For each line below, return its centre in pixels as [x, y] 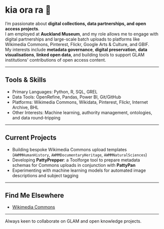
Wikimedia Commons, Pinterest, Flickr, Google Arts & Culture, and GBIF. [77, 44]
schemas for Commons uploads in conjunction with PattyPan [74, 165]
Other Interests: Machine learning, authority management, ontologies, [82, 113]
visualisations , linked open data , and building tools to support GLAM [75, 55]
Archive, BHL [25, 107]
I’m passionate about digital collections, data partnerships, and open [76, 23]
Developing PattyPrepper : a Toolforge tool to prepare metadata [76, 160]
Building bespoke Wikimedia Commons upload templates [69, 149]
